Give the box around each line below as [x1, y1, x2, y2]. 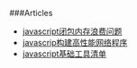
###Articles [9, 8, 53, 18]
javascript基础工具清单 [22, 48, 106, 59]
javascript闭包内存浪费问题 [22, 26, 123, 37]
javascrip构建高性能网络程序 [22, 38, 128, 47]
